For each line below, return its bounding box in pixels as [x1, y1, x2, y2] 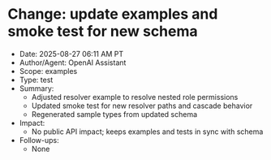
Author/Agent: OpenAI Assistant [19, 58, 127, 67]
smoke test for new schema [7, 22, 198, 41]
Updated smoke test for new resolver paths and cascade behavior [31, 101, 253, 110]
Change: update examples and [7, 5, 218, 24]
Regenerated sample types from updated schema [31, 109, 198, 119]
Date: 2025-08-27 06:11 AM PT [19, 49, 123, 58]
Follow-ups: [19, 135, 59, 145]
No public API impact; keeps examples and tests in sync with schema [31, 127, 264, 136]
